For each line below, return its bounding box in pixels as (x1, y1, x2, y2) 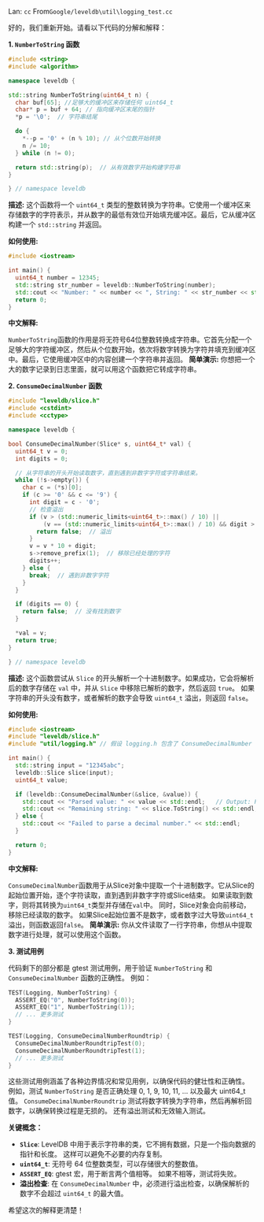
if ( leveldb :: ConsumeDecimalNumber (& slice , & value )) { (15, 791, 199, 798)
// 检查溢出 (28, 505, 64, 513)
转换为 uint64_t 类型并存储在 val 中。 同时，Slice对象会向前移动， (42, 900, 251, 909)
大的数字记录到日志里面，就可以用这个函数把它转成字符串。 (8, 365, 201, 374)
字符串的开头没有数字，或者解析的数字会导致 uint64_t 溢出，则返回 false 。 (8, 693, 253, 702)
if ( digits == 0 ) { (15, 600, 79, 609)
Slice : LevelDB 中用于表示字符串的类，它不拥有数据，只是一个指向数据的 (19, 1139, 256, 1149)
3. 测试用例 (8, 946, 45, 956)
